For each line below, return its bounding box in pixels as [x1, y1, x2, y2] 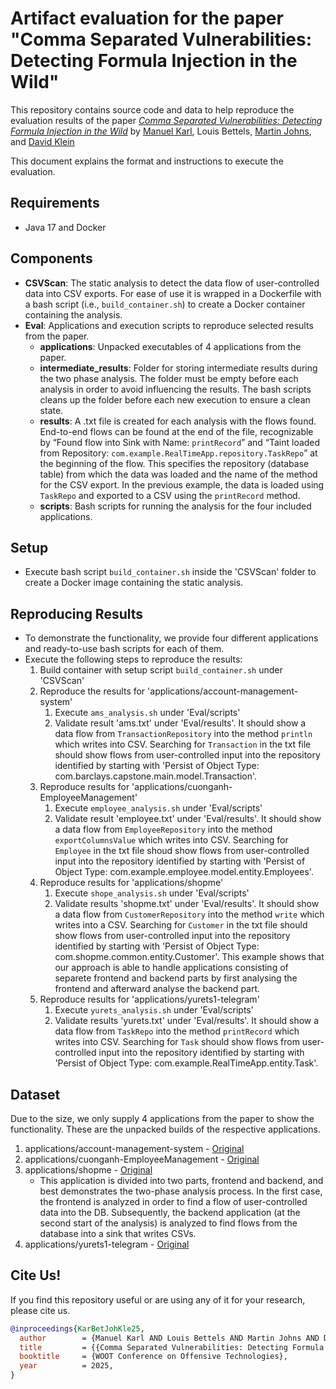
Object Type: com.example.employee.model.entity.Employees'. [54, 866, 314, 878]
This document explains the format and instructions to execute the [10, 155, 284, 167]
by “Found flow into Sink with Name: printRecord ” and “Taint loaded [39, 436, 321, 448]
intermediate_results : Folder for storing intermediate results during [39, 362, 318, 374]
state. [39, 404, 64, 416]
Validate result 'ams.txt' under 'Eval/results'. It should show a [54, 717, 307, 729]
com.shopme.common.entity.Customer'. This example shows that [54, 951, 325, 963]
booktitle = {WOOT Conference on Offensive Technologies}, [19, 1352, 288, 1362]
